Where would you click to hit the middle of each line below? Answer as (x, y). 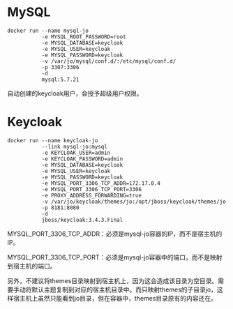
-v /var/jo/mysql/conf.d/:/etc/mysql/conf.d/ (109, 61)
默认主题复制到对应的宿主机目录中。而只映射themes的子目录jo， (124, 289)
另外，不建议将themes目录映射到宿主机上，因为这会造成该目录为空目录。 (113, 280)
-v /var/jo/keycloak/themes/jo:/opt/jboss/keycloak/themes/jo (134, 202)
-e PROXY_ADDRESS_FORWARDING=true (91, 195)
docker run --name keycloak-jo (53, 140)
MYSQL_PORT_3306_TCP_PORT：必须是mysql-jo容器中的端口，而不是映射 (115, 257)
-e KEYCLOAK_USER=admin (76, 153)
